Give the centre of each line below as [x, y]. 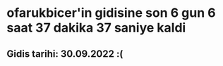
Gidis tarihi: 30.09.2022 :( [65, 54]
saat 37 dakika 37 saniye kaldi [96, 28]
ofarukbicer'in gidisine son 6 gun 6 [111, 13]
